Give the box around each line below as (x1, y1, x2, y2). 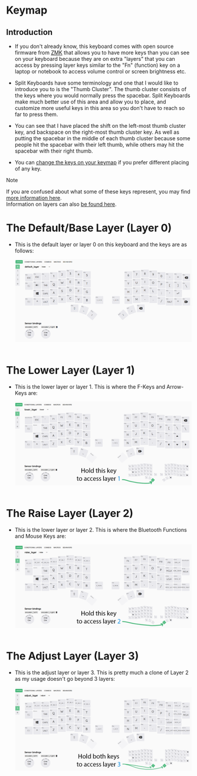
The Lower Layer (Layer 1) (6, 364, 135, 377)
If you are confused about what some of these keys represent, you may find (6, 188, 191, 195)
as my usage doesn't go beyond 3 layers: (14, 675, 115, 683)
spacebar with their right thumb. (14, 147, 93, 154)
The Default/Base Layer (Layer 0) (6, 221, 172, 235)
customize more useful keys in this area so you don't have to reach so (14, 105, 185, 111)
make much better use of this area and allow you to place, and (14, 98, 166, 105)
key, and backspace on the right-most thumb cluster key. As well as (14, 128, 180, 135)
